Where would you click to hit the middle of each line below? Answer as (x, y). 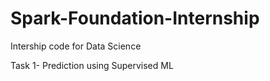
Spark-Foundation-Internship (135, 18)
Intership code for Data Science (76, 46)
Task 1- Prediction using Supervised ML (92, 65)
